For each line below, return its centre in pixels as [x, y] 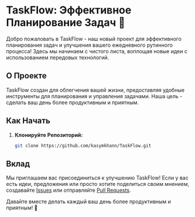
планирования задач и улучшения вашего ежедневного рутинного [89, 45]
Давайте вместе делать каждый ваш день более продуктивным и [89, 202]
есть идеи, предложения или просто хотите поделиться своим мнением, [98, 184]
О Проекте [26, 76]
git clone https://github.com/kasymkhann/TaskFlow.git [83, 146]
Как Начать [28, 121]
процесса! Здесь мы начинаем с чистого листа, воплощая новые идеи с [97, 51]
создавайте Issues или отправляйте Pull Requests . [69, 190]
